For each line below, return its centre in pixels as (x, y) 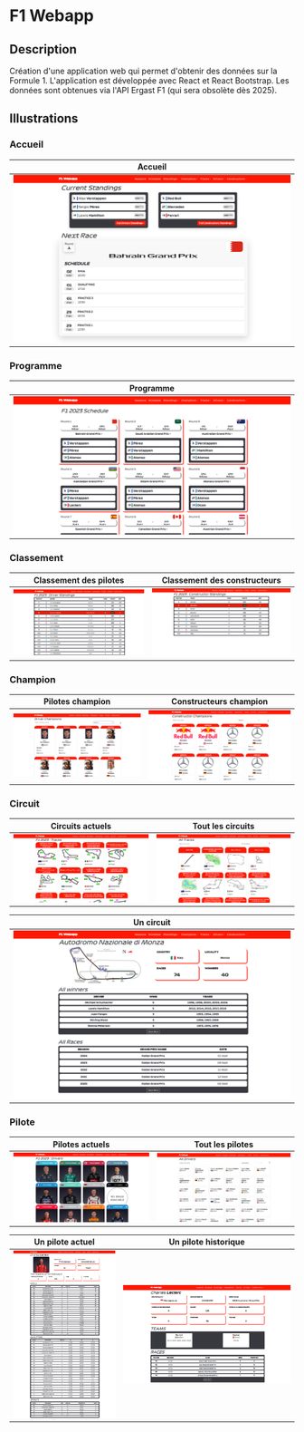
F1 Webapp (52, 16)
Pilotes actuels (81, 1144)
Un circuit (152, 922)
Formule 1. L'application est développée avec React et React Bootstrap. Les (149, 81)
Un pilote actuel (64, 1242)
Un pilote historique (207, 1242)
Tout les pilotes (223, 1144)
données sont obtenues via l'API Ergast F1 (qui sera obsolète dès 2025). (143, 90)
